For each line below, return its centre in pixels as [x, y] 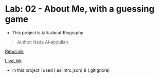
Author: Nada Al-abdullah [42, 42]
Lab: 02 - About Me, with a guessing [80, 9]
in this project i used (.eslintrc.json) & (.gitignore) [61, 70]
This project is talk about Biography [48, 32]
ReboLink [15, 51]
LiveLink [13, 61]
